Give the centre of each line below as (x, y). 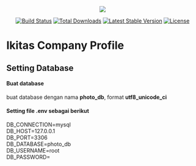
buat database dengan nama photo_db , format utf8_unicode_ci (87, 97)
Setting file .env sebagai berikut (48, 111)
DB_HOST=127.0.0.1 (31, 131)
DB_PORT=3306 (27, 137)
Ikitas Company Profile (65, 45)
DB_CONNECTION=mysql (39, 125)
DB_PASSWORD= (28, 157)
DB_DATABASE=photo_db (39, 144)
